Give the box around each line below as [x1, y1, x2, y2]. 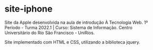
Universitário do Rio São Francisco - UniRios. [4, 30, 95, 35]
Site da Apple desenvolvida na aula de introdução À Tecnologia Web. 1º [4, 19, 148, 25]
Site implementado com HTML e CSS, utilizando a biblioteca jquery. [4, 39, 140, 45]
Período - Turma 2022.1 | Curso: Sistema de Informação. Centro [4, 24, 133, 30]
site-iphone [4, 3, 53, 15]
